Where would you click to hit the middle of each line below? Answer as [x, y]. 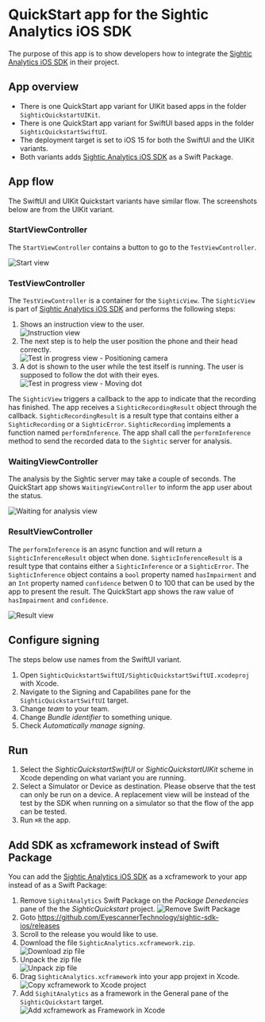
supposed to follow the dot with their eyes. [90, 375]
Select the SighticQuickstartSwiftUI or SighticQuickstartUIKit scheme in [136, 769]
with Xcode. [39, 683]
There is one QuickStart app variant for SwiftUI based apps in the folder [137, 123]
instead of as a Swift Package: [58, 885]
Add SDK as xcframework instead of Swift [114, 845]
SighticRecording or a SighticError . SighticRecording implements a [120, 424]
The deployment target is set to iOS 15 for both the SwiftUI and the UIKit [137, 140]
